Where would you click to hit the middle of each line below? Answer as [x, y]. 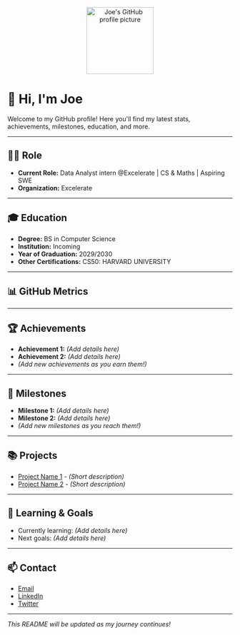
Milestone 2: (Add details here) [64, 418]
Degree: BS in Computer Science [66, 238]
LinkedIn [30, 596]
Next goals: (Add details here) [62, 538]
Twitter [28, 604]
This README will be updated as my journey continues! [89, 624]
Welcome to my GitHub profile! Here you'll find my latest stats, [99, 118]
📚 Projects [32, 456]
